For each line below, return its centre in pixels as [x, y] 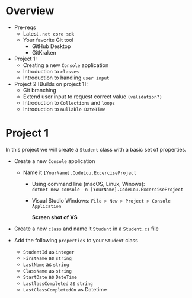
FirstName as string [47, 258]
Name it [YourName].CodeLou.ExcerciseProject [80, 172]
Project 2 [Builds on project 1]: [51, 84]
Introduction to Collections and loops [69, 102]
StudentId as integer [49, 251]
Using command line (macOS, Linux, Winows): [89, 184]
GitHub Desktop [51, 46]
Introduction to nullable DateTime [64, 109]
